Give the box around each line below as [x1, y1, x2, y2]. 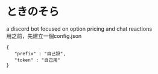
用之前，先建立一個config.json [6, 32, 82, 39]
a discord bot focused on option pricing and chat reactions [6, 25, 153, 32]
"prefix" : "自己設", [14, 51, 66, 57]
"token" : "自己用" [14, 57, 61, 63]
